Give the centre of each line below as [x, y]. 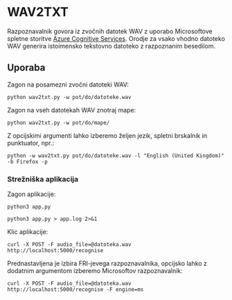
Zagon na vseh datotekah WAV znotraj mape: [72, 110]
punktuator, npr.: [31, 143]
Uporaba [26, 68]
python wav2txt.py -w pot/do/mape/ [59, 123]
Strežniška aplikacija [43, 179]
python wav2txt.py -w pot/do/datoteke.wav [69, 97]
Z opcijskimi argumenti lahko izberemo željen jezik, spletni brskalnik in [107, 135]
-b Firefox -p [28, 161]
